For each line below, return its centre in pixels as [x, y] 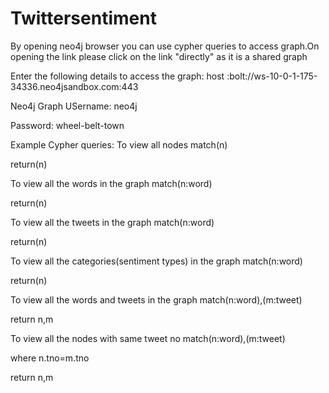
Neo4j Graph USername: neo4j [74, 106]
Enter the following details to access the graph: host [117, 76]
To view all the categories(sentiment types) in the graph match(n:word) [156, 261]
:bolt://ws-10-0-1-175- [272, 76]
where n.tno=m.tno [50, 358]
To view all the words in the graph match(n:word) [111, 183]
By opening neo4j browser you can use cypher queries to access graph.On [165, 46]
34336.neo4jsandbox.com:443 [74, 86]
